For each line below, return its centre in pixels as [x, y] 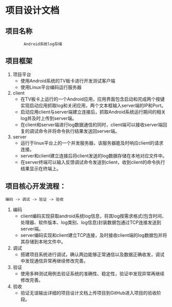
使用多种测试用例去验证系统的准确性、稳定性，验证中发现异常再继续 [92, 273]
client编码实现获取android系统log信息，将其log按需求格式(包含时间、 [93, 216]
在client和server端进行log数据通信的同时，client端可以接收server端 [91, 125]
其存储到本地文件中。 [43, 241]
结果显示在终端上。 [41, 168]
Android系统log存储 [43, 44]
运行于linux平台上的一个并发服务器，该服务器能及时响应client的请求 [92, 143]
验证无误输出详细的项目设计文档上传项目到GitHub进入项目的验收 [89, 293]
